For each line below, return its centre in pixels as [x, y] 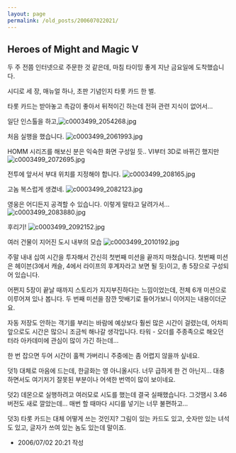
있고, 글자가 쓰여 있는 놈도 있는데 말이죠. [70, 427]
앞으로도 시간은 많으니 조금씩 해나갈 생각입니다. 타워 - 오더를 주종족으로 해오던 [116, 332]
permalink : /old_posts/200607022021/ [63, 21]
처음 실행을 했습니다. [36, 136]
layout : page [27, 14]
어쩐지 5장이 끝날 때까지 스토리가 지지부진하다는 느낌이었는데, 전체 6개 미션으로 [117, 290]
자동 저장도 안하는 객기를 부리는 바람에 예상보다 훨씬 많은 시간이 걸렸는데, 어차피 [118, 323]
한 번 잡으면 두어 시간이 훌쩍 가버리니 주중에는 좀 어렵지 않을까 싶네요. [103, 356]
